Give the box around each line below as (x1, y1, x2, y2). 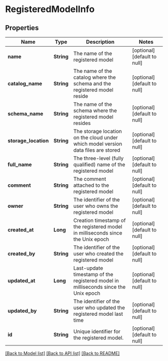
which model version (73, 141, 122, 147)
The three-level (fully (73, 155, 124, 162)
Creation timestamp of (73, 217, 126, 224)
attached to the (73, 182, 109, 189)
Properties (5, 24, 39, 32)
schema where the (73, 107, 117, 114)
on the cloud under (73, 134, 118, 141)
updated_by (7, 307, 37, 314)
